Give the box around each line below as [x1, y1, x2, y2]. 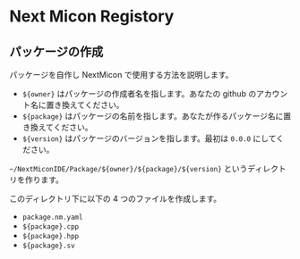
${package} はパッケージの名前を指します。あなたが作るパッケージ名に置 [21, 111, 292, 121]
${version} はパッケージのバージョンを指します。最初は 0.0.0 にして [21, 133, 277, 144]
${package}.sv [21, 241, 75, 250]
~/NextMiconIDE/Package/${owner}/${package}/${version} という [9, 163, 248, 173]
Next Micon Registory [9, 6, 175, 27]
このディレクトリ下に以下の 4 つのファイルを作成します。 [9, 194, 222, 204]
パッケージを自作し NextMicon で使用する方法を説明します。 [9, 70, 234, 79]
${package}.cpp [21, 222, 80, 231]
